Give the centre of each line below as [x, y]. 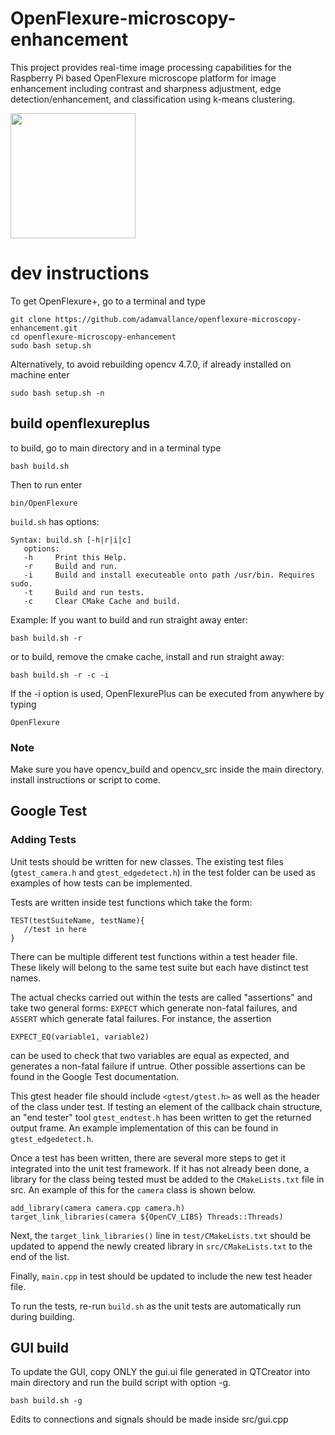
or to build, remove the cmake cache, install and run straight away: [147, 656]
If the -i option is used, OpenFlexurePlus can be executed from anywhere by [167, 693]
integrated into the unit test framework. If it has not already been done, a [160, 1168]
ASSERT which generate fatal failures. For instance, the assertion [141, 1018]
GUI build [39, 1348]
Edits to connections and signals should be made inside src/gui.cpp [149, 1419]
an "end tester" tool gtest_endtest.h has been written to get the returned [161, 1117]
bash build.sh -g [46, 1401]
